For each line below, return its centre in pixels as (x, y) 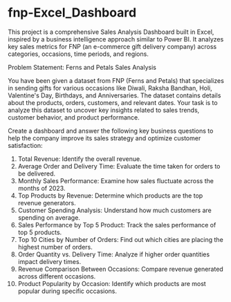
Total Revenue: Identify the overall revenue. (80, 159)
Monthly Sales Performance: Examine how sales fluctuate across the (115, 180)
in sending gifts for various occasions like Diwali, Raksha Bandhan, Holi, (110, 88)
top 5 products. (40, 232)
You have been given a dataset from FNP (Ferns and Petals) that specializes (116, 80)
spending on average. (49, 217)
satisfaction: (26, 145)
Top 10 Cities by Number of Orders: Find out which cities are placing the (120, 239)
